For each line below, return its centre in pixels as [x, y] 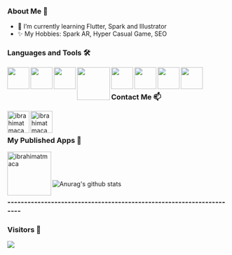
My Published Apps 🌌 [45, 140]
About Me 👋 [28, 11]
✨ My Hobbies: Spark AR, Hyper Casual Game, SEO [92, 34]
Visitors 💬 [24, 230]
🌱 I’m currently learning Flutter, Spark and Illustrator [92, 27]
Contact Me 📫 [136, 97]
